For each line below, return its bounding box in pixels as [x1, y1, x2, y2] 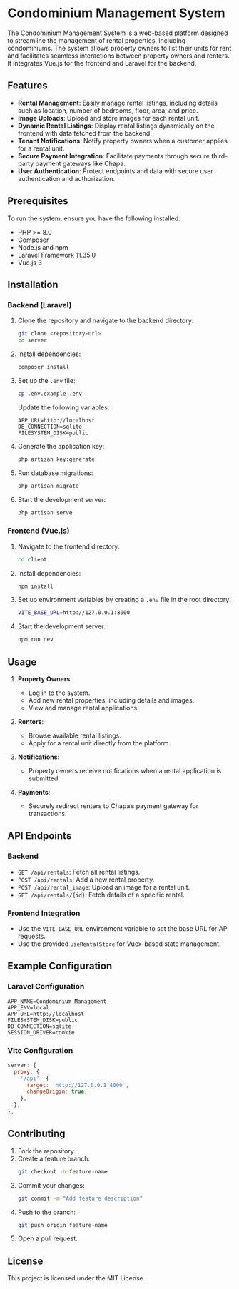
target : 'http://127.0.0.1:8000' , [26, 1081, 130, 1089]
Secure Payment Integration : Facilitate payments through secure [17, 151, 210, 160]
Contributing [7, 1128, 66, 1140]
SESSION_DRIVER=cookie [7, 1029, 75, 1036]
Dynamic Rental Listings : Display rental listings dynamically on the [17, 121, 215, 130]
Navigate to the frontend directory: [17, 542, 120, 551]
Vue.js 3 [17, 258, 43, 267]
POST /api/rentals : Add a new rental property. [17, 875, 155, 884]
